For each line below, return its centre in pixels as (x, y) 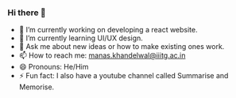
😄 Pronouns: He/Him (54, 67)
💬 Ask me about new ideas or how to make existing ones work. (122, 47)
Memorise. (37, 87)
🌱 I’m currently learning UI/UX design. (81, 38)
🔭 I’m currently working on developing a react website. (108, 30)
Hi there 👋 (27, 13)
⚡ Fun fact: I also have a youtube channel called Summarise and (124, 76)
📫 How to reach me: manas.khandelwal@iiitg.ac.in (102, 55)
